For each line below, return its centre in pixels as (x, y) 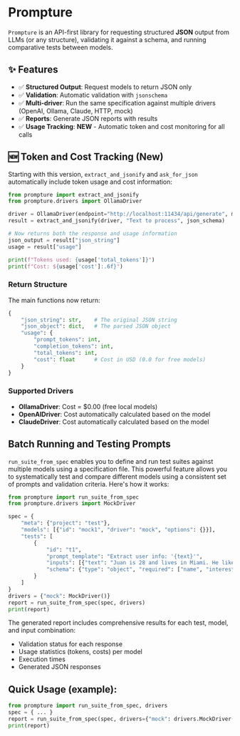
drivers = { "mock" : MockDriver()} (59, 596)
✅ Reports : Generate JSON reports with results (88, 118)
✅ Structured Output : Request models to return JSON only (105, 87)
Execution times (42, 659)
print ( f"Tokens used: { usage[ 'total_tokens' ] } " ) (82, 260)
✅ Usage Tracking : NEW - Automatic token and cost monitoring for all (121, 126)
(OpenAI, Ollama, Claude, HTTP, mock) (76, 110)
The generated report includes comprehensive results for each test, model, (118, 623)
